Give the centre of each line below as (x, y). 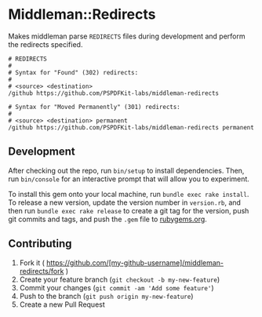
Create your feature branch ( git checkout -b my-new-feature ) (120, 279)
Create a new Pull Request (62, 304)
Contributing (40, 244)
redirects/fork (42, 271)
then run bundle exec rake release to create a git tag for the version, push (129, 210)
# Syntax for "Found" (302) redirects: (73, 72)
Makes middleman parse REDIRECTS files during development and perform (127, 36)
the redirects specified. (45, 44)
